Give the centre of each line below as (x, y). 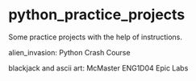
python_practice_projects (97, 15)
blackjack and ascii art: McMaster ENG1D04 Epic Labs (98, 68)
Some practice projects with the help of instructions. (96, 37)
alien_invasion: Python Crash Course (69, 52)
